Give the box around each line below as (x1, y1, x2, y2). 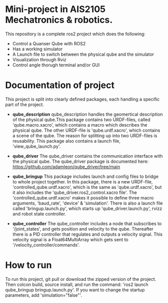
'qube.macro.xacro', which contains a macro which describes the (12, 122, 147, 128)
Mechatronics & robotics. (5, 14, 113, 26)
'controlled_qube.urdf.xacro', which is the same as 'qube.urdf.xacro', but (12, 184, 162, 190)
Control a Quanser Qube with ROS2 (12, 40, 86, 46)
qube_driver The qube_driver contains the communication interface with (12, 153, 163, 159)
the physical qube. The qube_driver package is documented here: (12, 158, 149, 164)
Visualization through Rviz (12, 56, 67, 62)
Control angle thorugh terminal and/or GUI (12, 62, 100, 68)
